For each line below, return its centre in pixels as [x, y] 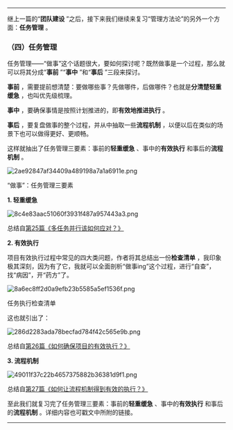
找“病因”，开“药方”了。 [40, 275]
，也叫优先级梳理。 [48, 96]
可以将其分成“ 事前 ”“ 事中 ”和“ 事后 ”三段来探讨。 [76, 72]
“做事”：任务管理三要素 [41, 185]
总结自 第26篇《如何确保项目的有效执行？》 [69, 346]
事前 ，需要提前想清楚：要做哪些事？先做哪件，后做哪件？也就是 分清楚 [108, 87]
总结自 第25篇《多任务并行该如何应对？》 [66, 228]
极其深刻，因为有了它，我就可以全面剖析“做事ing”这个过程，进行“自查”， [111, 266]
